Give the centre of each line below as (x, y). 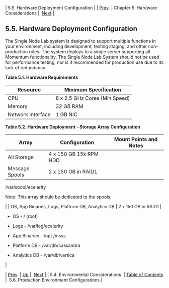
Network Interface (29, 114)
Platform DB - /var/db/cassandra (46, 245)
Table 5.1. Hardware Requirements (42, 77)
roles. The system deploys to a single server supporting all (90, 51)
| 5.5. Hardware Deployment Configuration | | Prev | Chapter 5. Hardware (81, 8)
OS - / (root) (25, 216)
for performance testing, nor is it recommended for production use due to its (84, 62)
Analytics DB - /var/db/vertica (43, 255)
